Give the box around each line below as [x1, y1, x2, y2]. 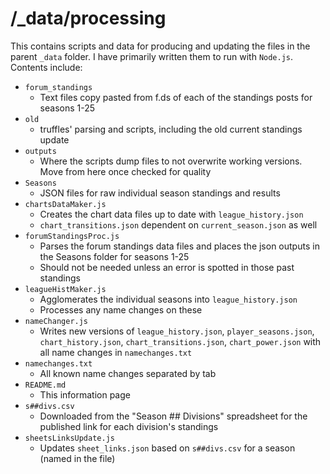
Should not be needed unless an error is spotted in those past [39, 261, 295, 273]
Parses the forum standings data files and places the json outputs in [39, 240, 320, 252]
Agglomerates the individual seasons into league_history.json [39, 293, 298, 305]
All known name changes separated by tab [39, 367, 217, 379]
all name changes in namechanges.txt [39, 346, 193, 358]
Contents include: [10, 61, 83, 73]
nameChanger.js [24, 316, 89, 326]
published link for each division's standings [39, 420, 219, 432]
